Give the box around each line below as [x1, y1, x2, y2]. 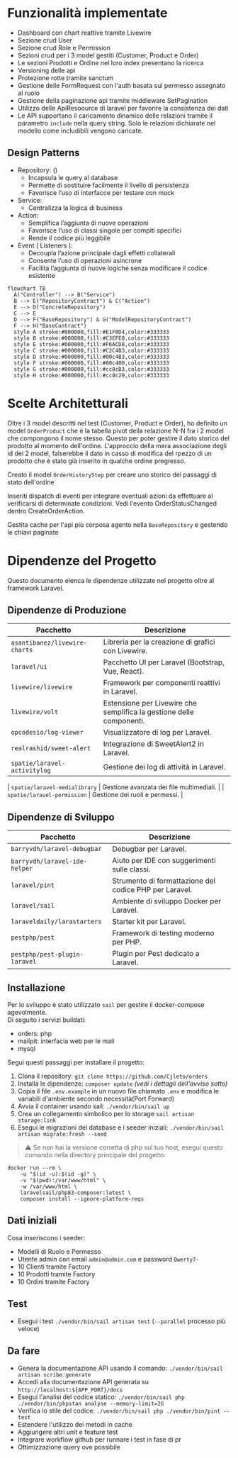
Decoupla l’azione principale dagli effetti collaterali [28, 248, 176, 257]
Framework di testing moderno [112, 928, 215, 938]
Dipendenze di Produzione [7, 604, 127, 616]
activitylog [11, 767, 52, 774]
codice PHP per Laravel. [112, 885, 193, 895]
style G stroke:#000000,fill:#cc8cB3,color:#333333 [13, 365, 170, 373]
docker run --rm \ [7, 1164, 62, 1172]
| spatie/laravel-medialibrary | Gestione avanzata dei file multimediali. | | [7, 783, 225, 791]
